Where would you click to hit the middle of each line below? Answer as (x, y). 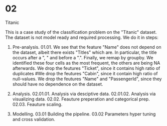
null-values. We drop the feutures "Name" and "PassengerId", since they (87, 79)
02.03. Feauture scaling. (37, 104)
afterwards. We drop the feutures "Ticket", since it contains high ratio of (86, 68)
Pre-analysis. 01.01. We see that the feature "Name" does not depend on (87, 47)
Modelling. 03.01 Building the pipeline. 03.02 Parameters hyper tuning (84, 114)
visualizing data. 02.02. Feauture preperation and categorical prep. (81, 99)
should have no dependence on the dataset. (58, 84)
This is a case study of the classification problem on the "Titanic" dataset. (81, 32)
